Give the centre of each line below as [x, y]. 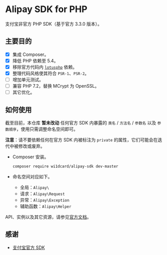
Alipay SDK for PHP [46, 9]
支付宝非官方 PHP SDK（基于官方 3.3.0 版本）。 [54, 24]
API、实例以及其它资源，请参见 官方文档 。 [48, 217]
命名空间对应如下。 [32, 176]
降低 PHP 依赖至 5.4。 [35, 60]
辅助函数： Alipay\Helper [46, 206]
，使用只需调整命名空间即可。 [47, 129]
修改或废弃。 [32, 146]
